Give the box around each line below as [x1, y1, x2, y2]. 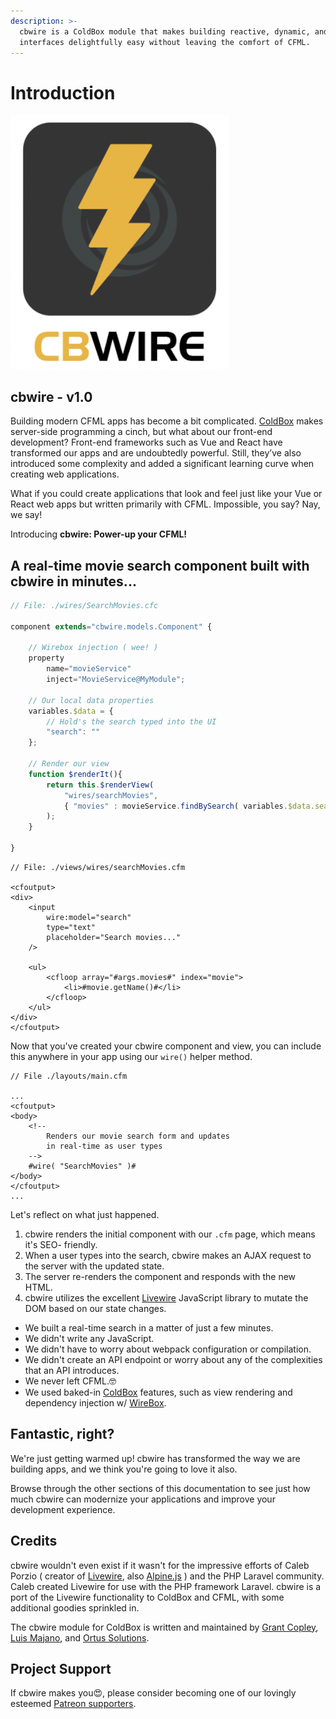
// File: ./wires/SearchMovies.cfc [10, 600, 159, 610]
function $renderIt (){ [28, 769, 123, 779]
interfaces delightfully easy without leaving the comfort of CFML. [19, 37, 311, 47]
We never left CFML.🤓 [24, 1375, 117, 1387]
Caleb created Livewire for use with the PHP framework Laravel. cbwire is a [10, 1580, 322, 1592]
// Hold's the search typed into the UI [46, 716, 217, 727]
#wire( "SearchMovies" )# [28, 1161, 137, 1171]
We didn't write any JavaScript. [24, 1332, 155, 1344]
